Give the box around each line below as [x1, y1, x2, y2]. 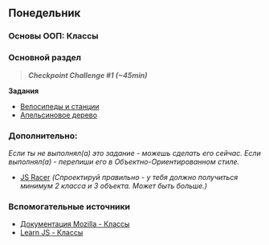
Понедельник [8, 6, 81, 20]
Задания [8, 86, 39, 96]
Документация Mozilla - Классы [19, 219, 130, 229]
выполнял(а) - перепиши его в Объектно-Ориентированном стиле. [8, 157, 240, 166]
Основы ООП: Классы [8, 31, 99, 42]
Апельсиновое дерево [19, 110, 98, 120]
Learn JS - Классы [19, 228, 84, 238]
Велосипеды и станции [19, 101, 100, 111]
